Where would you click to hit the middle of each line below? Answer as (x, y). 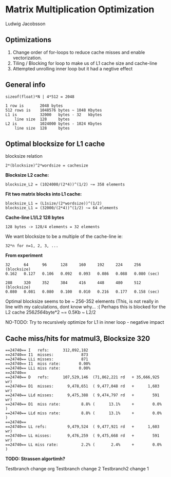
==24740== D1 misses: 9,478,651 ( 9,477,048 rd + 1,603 (82, 387)
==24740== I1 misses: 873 (47, 355)
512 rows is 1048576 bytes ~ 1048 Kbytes (54, 110)
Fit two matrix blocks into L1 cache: (44, 194)
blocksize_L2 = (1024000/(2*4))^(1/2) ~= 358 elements (65, 185)
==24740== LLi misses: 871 (47, 359)
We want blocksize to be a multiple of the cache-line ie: (64, 236)
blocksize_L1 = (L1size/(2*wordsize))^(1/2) (54, 204)
